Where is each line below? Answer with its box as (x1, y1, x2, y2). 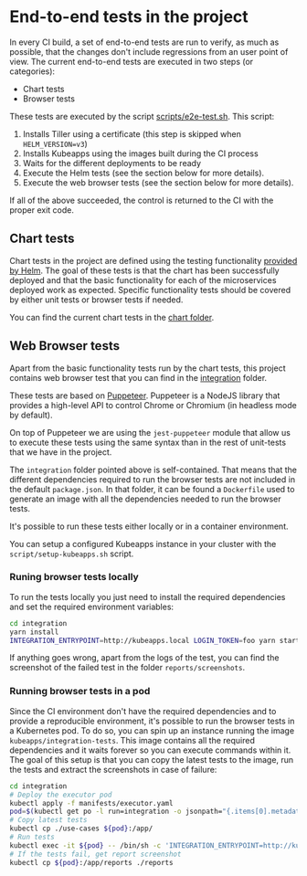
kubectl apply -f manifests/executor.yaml (9, 798, 174, 807)
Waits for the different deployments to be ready (22, 157, 202, 168)
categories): (9, 66, 56, 77)
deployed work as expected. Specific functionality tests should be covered (9, 284, 291, 295)
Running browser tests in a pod (9, 685, 151, 698)
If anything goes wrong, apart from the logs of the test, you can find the (9, 652, 280, 663)
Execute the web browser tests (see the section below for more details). (22, 176, 294, 188)
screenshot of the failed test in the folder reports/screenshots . (9, 662, 245, 673)
